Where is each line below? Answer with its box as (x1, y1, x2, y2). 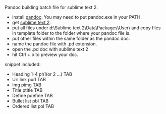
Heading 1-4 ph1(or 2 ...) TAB (12, 71, 73, 77)
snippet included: (5, 62, 41, 67)
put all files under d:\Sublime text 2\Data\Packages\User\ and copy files (12, 25, 161, 31)
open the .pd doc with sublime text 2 (12, 46, 89, 52)
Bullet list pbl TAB (12, 98, 49, 104)
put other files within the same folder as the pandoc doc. (12, 35, 130, 41)
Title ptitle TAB (12, 87, 43, 93)
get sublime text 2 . (12, 20, 51, 25)
